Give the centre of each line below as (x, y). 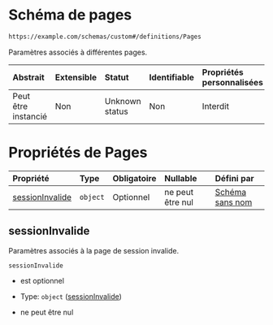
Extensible (76, 77)
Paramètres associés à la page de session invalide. (94, 250)
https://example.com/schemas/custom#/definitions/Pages (105, 37)
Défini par (234, 178)
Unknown (123, 101)
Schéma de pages (70, 15)
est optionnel (42, 280)
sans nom (234, 202)
